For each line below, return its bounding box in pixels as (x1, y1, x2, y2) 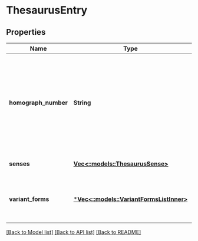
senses (9, 160, 30, 168)
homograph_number (9, 98, 68, 107)
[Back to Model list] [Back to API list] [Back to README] (6, 229, 141, 236)
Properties (6, 27, 46, 37)
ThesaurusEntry (6, 4, 88, 17)
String (73, 98, 91, 107)
